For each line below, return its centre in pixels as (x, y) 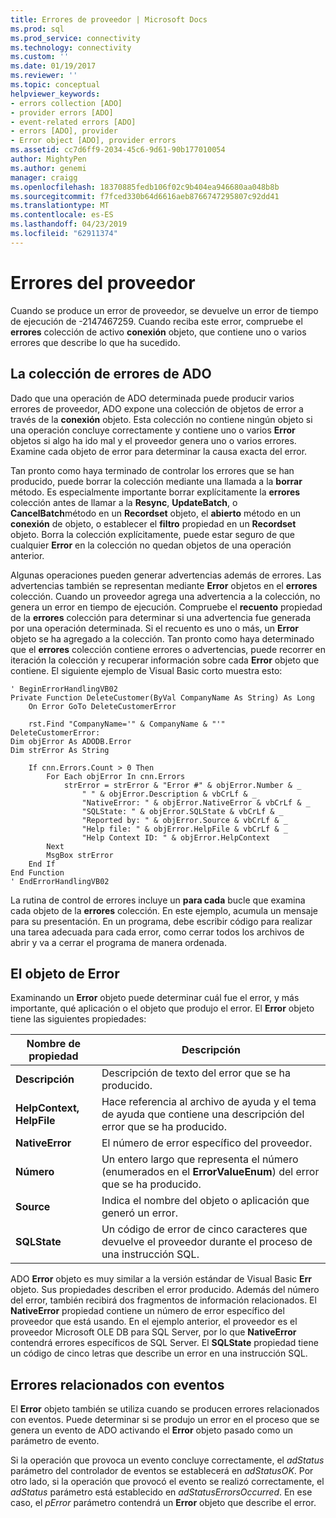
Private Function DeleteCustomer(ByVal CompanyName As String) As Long (162, 697)
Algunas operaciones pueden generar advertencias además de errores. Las (166, 575)
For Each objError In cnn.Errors (116, 776)
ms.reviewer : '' (44, 76)
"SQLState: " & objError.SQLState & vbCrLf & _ (182, 811)
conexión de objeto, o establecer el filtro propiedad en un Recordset (153, 523)
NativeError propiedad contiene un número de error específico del (147, 1311)
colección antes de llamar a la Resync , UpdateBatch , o (124, 502)
